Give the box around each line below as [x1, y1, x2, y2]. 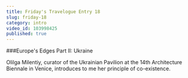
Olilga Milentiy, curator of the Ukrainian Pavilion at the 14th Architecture [6, 59, 183, 66]
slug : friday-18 [6, 14, 47, 20]
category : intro [6, 20, 47, 26]
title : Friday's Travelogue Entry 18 [6, 8, 101, 15]
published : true [6, 31, 47, 37]
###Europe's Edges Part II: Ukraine [6, 47, 93, 54]
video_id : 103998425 [6, 25, 58, 32]
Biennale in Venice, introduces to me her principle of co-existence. [6, 65, 171, 72]
